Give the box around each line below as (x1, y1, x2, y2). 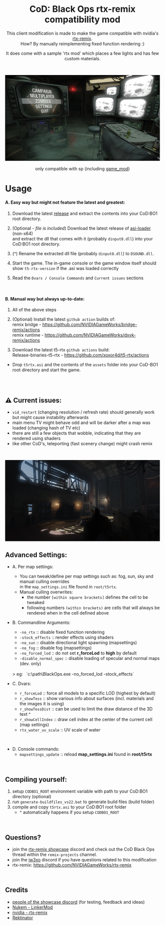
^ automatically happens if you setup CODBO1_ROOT (19, 809, 119, 815)
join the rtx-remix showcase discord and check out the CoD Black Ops (12, 846, 155, 852)
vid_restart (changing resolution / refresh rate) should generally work (12, 409, 155, 415)
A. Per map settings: (12, 564, 54, 570)
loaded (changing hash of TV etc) (12, 424, 81, 430)
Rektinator (12, 915, 33, 921)
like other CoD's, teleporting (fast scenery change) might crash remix (12, 440, 153, 446)
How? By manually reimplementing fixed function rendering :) (20, 40, 145, 46)
